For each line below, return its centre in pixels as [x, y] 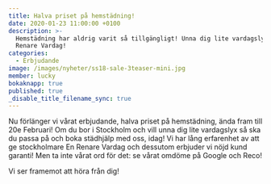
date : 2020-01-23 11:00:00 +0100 [65, 23]
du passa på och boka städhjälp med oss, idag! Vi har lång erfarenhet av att [134, 139]
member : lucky [32, 76]
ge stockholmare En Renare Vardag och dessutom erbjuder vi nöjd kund [128, 147]
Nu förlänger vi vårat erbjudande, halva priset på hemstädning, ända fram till [135, 121]
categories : [28, 53]
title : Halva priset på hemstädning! [72, 16]
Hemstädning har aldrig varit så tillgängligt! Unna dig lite [122, 38]
